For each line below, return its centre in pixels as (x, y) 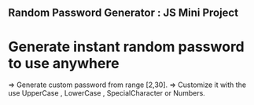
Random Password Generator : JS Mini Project (123, 13)
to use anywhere (64, 63)
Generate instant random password (127, 47)
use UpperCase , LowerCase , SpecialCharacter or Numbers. (107, 93)
